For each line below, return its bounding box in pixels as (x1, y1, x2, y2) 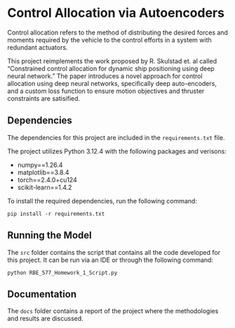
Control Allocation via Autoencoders (7, 5, 224, 21)
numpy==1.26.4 (17, 160, 63, 169)
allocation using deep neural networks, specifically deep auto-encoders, (7, 79, 217, 87)
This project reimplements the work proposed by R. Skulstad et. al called (7, 56, 217, 65)
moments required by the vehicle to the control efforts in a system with (7, 35, 212, 44)
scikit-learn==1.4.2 (17, 183, 72, 191)
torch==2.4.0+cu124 (17, 175, 77, 184)
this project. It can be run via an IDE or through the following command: (7, 256, 214, 264)
